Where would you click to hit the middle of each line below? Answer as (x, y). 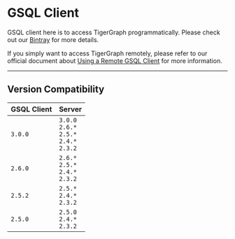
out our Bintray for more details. (53, 39)
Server (71, 109)
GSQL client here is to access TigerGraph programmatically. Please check (114, 32)
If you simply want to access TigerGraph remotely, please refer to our (107, 53)
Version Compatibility (56, 89)
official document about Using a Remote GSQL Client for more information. (115, 60)
